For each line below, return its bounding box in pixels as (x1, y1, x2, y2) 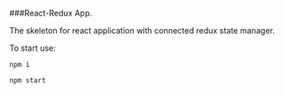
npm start (9, 76, 47, 85)
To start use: (9, 42, 57, 53)
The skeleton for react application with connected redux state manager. (9, 25, 275, 35)
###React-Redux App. (9, 8, 93, 18)
